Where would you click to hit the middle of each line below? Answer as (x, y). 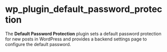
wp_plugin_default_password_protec (84, 9)
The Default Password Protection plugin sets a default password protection (83, 33)
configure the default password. (38, 44)
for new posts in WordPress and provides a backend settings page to (76, 39)
